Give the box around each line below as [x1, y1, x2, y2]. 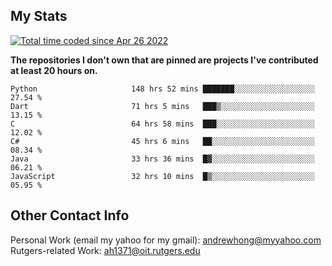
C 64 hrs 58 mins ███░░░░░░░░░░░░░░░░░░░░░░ [10, 119, 315, 129]
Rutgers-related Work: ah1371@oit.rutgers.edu [10, 244, 201, 256]
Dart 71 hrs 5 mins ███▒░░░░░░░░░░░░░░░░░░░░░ [10, 101, 315, 111]
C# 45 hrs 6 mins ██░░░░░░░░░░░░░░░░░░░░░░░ [10, 136, 315, 146]
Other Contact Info [10, 207, 130, 224]
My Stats [10, 8, 68, 25]
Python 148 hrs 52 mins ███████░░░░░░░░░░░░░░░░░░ [10, 84, 315, 94]
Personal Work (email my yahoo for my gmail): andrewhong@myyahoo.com [10, 234, 322, 246]
